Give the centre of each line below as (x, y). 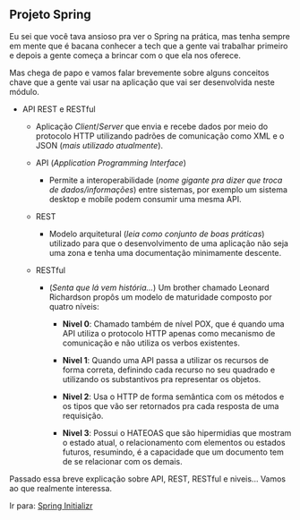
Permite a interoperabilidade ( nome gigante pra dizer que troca (166, 180)
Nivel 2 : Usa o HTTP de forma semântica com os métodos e (173, 396)
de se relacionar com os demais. (122, 461)
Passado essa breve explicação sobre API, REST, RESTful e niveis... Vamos (148, 479)
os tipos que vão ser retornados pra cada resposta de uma (171, 405)
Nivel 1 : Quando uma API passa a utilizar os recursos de (166, 360)
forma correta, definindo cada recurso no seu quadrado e (169, 370)
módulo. (25, 91)
